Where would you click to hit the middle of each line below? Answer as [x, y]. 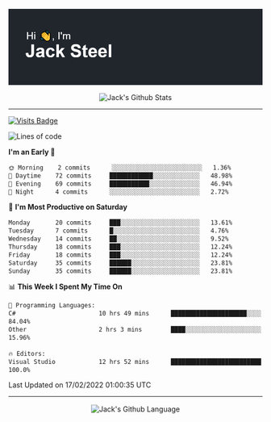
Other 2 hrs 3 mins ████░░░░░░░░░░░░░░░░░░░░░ [135, 329]
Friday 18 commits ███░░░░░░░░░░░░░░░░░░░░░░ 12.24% [120, 255]
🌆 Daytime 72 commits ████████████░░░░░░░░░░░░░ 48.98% [120, 175]
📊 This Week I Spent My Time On [65, 286]
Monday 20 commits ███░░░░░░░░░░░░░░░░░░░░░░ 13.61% [120, 223]
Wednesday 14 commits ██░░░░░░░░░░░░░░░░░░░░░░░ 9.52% [119, 239]
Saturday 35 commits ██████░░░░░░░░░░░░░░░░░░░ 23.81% [120, 263]
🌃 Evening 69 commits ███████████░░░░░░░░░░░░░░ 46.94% [120, 184]
